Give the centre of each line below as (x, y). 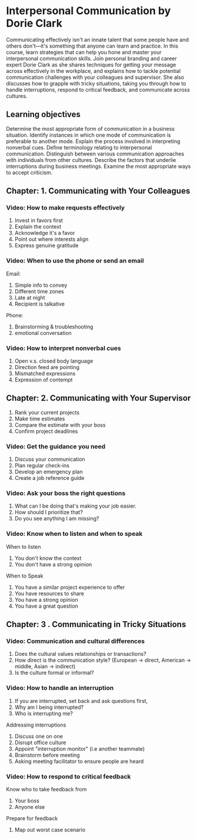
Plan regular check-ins (42, 466)
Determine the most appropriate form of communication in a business (91, 128)
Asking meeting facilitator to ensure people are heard (79, 761)
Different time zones (39, 291)
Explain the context (38, 227)
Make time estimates (40, 419)
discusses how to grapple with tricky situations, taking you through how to (96, 83)
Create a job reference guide (49, 478)
